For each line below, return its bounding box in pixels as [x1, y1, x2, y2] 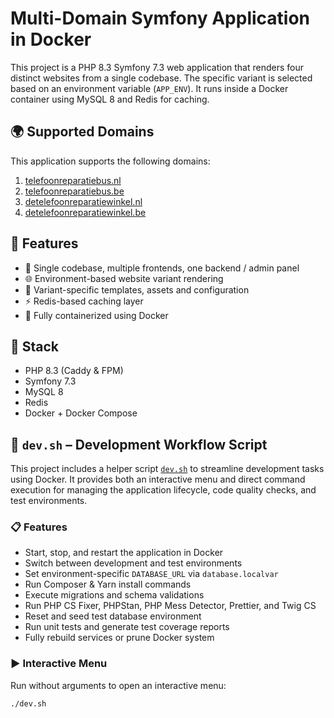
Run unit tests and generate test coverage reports [24, 621, 230, 633]
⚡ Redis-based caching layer [24, 295, 144, 307]
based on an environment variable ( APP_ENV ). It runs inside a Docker [10, 82, 289, 94]
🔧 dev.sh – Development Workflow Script [10, 436, 268, 453]
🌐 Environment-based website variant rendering [24, 272, 224, 284]
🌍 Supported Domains [10, 123, 155, 141]
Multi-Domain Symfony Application [10, 7, 311, 30]
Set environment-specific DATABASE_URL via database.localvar [24, 568, 279, 580]
